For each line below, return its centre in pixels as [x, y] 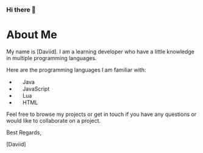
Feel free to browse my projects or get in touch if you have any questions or [101, 114]
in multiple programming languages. [52, 58]
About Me [32, 35]
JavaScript [36, 89]
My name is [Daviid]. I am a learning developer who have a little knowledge [101, 52]
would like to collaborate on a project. [54, 120]
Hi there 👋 [21, 10]
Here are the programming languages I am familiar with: [76, 70]
